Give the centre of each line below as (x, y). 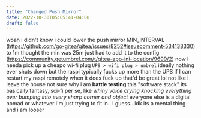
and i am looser (25, 110)
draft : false (22, 23)
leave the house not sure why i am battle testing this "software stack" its (97, 84)
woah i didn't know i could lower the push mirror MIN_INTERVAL (85, 40)
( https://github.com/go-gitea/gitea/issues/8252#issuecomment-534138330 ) (101, 46)
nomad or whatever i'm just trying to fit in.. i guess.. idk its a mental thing (96, 104)
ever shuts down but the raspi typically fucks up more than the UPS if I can (99, 72)
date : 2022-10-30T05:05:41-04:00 (48, 17)
